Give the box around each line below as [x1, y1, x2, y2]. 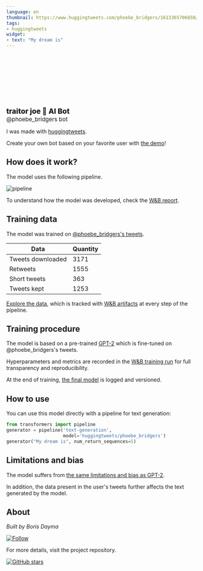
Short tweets [9, 274, 46, 283]
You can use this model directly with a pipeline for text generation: [6, 410, 171, 417]
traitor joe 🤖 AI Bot [6, 107, 70, 116]
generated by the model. [6, 489, 68, 497]
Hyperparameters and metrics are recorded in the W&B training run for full [6, 358, 192, 365]
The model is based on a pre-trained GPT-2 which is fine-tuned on [6, 340, 172, 347]
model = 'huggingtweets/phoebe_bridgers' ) [63, 433, 166, 439]
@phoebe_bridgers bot [6, 116, 68, 123]
